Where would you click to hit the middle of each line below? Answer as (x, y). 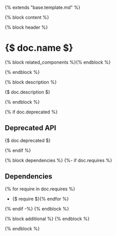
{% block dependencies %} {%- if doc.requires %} (59, 160)
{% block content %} (27, 17)
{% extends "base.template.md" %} (43, 7)
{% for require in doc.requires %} (40, 189)
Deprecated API (31, 128)
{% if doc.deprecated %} (31, 112)
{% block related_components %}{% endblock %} (58, 62)
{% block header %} (26, 27)
